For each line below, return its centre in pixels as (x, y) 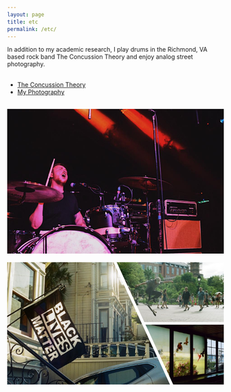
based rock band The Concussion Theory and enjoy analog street (100, 57)
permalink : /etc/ (32, 29)
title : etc (23, 22)
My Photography (41, 92)
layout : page (26, 14)
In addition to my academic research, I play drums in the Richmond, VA (107, 50)
